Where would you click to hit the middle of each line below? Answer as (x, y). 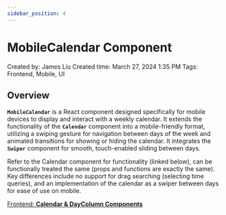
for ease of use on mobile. (44, 191)
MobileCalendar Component (90, 47)
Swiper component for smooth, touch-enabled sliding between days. (104, 148)
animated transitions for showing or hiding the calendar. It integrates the (109, 141)
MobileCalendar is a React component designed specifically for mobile (106, 112)
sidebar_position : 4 (37, 13)
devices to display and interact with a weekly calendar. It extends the (105, 119)
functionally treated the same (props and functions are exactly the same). (111, 169)
